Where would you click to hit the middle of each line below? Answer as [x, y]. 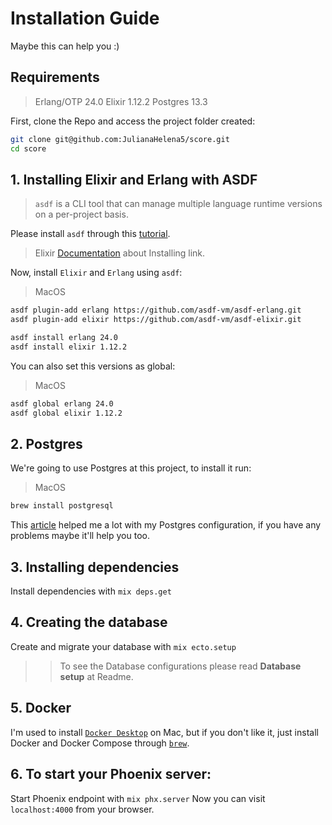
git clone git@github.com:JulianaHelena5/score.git [120, 139]
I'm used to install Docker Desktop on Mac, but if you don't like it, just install [164, 732]
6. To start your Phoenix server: [111, 774]
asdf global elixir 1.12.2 [66, 413]
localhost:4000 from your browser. [82, 809]
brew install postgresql [62, 506]
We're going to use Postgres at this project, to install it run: [131, 468]
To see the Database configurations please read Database [180, 666]
